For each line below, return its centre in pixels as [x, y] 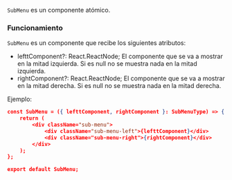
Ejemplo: [20, 99]
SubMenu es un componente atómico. [59, 10]
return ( [32, 118]
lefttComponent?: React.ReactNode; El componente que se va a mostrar [120, 56]
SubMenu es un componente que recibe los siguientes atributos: [96, 43]
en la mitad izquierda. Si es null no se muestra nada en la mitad [107, 64]
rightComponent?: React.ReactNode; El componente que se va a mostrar [121, 78]
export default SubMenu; [43, 170]
